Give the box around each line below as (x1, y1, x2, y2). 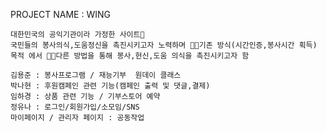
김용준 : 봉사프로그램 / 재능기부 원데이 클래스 (10, 70, 182, 80)
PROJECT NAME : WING (10, 9, 111, 20)
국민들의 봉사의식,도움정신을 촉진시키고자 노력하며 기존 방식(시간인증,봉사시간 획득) (10, 40, 318, 50)
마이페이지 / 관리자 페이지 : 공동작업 (10, 113, 145, 123)
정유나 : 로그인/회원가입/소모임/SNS (10, 102, 140, 112)
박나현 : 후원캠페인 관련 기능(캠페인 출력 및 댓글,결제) (10, 81, 211, 91)
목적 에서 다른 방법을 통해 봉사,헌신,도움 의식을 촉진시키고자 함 (10, 51, 250, 61)
